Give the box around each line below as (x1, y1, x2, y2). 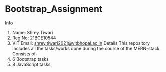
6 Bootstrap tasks (12, 56, 49, 62)
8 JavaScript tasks (12, 61, 51, 67)
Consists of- (12, 51, 38, 57)
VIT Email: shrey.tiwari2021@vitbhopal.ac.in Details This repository (12, 40, 150, 46)
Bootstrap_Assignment (5, 3, 103, 15)
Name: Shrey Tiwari (12, 29, 53, 35)
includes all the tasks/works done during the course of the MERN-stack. (12, 45, 161, 51)
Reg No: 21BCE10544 (12, 35, 56, 41)
